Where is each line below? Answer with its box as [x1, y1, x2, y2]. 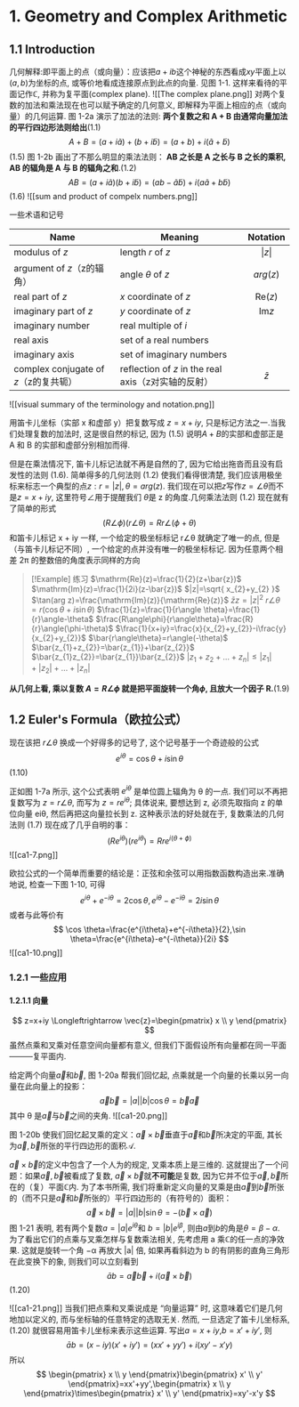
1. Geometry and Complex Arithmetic [9, 6, 287, 27]
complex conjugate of [13, 363, 105, 375]
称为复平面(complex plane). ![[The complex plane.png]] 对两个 [49, 89, 279, 99]
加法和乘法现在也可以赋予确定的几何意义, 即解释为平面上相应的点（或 [24, 100, 279, 110]
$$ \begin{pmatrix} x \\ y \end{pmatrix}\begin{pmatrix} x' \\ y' [36, 1369, 263, 1380]
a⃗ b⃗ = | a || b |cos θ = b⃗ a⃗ [99, 1096, 200, 1106]
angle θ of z [119, 269, 170, 280]
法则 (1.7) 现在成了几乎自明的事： [9, 820, 131, 830]
